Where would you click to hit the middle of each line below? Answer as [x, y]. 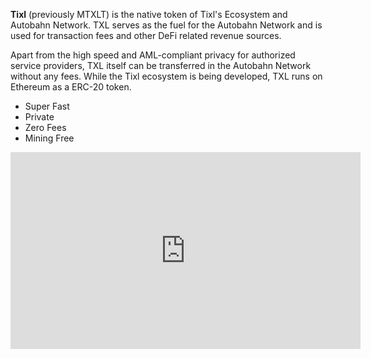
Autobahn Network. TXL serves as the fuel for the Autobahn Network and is [166, 25]
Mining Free [49, 138]
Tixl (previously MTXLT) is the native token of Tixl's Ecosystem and [149, 14]
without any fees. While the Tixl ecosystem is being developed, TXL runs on [166, 76]
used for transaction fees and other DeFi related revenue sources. [146, 35]
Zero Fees [45, 127]
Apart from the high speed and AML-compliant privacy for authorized [153, 55]
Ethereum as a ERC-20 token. [71, 87]
